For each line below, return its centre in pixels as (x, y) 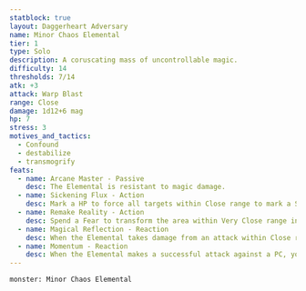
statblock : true (40, 18)
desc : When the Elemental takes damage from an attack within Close (158, 237)
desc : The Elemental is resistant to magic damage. (126, 187)
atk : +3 (24, 85)
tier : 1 (24, 43)
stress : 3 (28, 128)
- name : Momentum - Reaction (73, 246)
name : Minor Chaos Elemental (65, 35)
